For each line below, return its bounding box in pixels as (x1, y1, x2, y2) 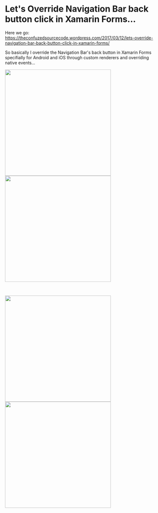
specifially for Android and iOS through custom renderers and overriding (5, 54, 149, 60)
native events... (5, 60, 35, 66)
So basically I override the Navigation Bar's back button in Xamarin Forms (5, 50, 152, 55)
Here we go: (5, 30, 30, 35)
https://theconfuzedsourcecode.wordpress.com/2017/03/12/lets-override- (5, 35, 153, 41)
